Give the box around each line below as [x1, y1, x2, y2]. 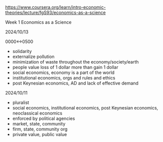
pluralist [12, 99, 29, 105]
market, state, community [12, 121, 66, 126]
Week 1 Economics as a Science [5, 19, 72, 25]
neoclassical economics [12, 110, 63, 116]
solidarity [12, 48, 32, 54]
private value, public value [12, 131, 67, 137]
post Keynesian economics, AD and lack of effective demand [12, 80, 139, 86]
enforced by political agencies [12, 115, 75, 121]
